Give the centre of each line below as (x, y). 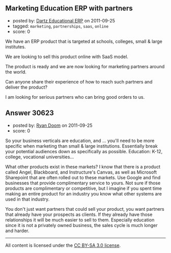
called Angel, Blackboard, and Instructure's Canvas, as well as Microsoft (81, 172)
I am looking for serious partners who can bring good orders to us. (75, 97)
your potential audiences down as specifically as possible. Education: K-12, (84, 151)
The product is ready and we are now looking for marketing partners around (85, 66)
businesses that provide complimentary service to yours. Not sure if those (83, 183)
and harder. (17, 231)
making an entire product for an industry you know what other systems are (83, 193)
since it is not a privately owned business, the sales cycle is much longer (81, 225)
